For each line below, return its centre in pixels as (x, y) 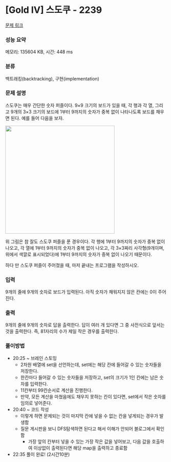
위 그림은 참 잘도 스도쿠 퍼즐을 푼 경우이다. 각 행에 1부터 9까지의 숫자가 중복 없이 (85, 242)
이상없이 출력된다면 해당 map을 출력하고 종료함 (81, 448)
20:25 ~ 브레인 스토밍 (35, 358)
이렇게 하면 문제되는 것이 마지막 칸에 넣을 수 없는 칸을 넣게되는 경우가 (89, 416)
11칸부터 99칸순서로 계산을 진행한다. (57, 390)
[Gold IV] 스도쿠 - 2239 (54, 10)
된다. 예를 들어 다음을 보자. (37, 118)
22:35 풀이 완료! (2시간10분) (41, 454)
